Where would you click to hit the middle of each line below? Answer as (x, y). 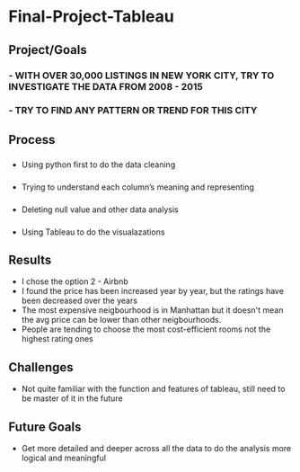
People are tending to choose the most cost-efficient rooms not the (146, 329)
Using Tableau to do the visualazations (93, 232)
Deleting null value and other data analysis (100, 209)
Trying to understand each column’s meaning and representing (138, 187)
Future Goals (45, 427)
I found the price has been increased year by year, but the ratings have (153, 291)
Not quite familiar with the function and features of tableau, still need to (153, 389)
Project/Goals (48, 50)
